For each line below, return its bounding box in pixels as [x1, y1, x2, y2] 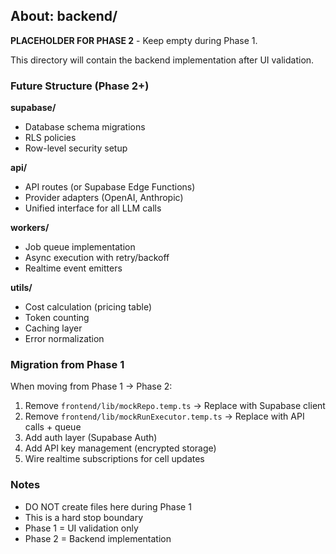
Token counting [24, 312, 90, 324]
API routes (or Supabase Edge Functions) [24, 181, 196, 193]
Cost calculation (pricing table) [24, 301, 153, 313]
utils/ [10, 282, 33, 294]
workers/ [10, 222, 50, 234]
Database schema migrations [24, 121, 146, 133]
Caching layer [24, 322, 83, 334]
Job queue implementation [24, 241, 136, 253]
